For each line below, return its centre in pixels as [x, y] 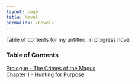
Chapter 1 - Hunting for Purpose [45, 74]
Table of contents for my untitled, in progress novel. [69, 40]
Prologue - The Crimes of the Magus [51, 68]
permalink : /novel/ [30, 23]
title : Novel [22, 17]
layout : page [22, 12]
